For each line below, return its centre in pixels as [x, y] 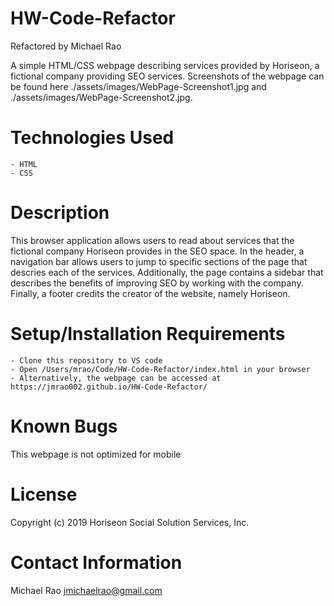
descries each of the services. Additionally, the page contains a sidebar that [167, 272]
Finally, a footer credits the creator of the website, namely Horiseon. [150, 293]
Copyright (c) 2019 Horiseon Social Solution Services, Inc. [130, 522]
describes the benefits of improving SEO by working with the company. [157, 283]
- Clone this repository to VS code [86, 360]
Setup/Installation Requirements [148, 334]
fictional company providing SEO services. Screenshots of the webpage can [167, 76]
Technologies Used [92, 138]
